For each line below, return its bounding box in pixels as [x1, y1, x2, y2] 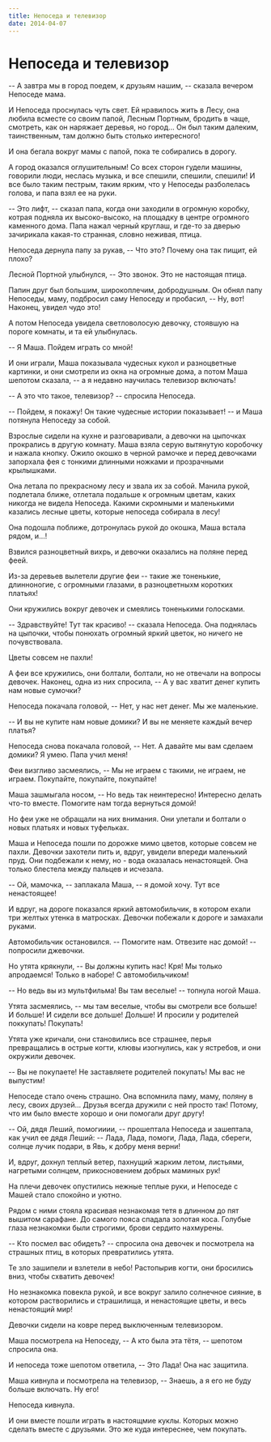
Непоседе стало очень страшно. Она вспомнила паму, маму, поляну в [8, 1091, 253, 1101]
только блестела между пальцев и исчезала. [8, 864, 164, 874]
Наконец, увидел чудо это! [8, 303, 101, 313]
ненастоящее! [8, 888, 57, 899]
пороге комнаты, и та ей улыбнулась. [8, 327, 138, 337]
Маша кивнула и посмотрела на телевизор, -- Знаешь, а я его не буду [8, 1376, 252, 1385]
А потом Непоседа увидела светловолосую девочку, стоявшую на [8, 318, 239, 328]
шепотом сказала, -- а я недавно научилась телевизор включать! [8, 376, 236, 385]
